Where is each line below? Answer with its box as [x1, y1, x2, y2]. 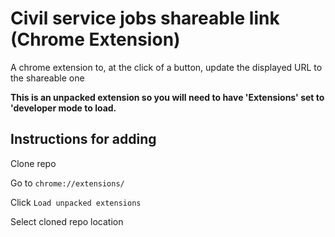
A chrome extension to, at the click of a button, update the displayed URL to [10, 61, 323, 73]
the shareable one [10, 72, 85, 84]
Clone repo [10, 157, 57, 169]
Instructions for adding [10, 131, 157, 148]
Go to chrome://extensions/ [10, 177, 125, 189]
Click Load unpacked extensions [10, 196, 142, 208]
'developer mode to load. [10, 102, 117, 114]
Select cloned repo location [10, 215, 124, 227]
